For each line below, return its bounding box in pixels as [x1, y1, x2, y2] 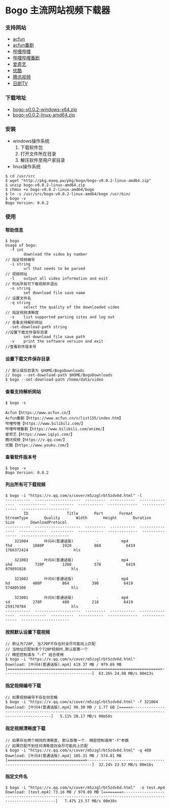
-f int [10, 247, 24, 252]
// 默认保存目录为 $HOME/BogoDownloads [5, 368, 84, 373]
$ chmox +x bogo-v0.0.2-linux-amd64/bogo [5, 187, 95, 192]
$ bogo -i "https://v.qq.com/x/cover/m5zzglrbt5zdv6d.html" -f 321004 [5, 699, 158, 704]
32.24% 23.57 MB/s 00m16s [98, 762, 154, 767]
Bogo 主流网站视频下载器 [5, 5, 110, 16]
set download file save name [23, 290, 86, 296]
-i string [10, 262, 31, 267]
